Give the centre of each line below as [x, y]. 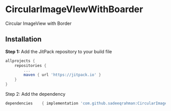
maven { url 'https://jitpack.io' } [62, 75]
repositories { [31, 65]
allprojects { [20, 61]
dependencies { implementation [42, 103]
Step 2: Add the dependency [35, 94]
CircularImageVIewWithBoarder [74, 9]
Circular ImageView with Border [38, 23]
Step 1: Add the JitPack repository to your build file [59, 51]
